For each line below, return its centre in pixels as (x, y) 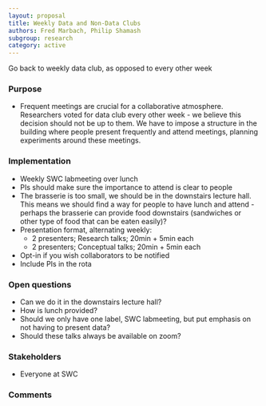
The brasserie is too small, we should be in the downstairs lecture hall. (135, 195)
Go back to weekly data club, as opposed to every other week (111, 68)
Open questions (40, 284)
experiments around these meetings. (80, 140)
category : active (37, 46)
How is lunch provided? (59, 311)
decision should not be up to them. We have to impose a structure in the (138, 123)
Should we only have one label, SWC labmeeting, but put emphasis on (135, 319)
